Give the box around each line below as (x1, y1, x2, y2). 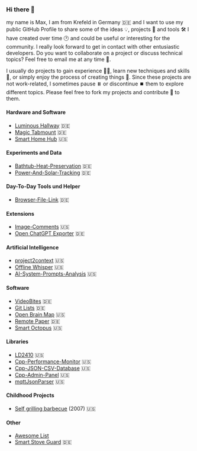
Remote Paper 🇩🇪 (14, 317, 60, 325)
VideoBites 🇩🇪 (14, 298, 52, 305)
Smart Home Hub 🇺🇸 (14, 135, 68, 142)
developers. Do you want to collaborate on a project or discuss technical (6, 50, 183, 57)
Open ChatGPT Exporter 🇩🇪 (14, 230, 85, 237)
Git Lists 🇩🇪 (14, 304, 46, 311)
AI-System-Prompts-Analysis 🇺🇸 (14, 270, 97, 277)
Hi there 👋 (6, 5, 35, 14)
